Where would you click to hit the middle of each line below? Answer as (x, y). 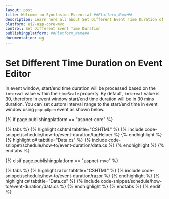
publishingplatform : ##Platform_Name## (47, 33)
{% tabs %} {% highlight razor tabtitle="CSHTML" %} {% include (73, 170)
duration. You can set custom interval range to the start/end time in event (81, 104)
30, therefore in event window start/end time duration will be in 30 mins (80, 99)
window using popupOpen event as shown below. (55, 109)
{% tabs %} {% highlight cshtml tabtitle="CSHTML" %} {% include (74, 129)
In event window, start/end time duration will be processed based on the (80, 88)
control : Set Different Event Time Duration (53, 29)
